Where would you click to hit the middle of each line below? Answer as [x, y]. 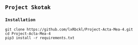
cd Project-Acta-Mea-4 [28, 33]
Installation [20, 20]
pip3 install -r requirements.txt [40, 38]
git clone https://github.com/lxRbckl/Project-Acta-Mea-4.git [69, 29]
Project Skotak [28, 7]
